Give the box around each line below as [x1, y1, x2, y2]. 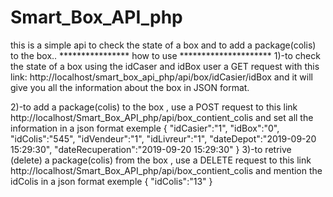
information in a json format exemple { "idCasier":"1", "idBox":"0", [10, 122, 280, 134]
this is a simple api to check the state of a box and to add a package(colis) [10, 39, 317, 51]
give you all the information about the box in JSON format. [10, 81, 250, 93]
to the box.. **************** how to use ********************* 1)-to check [10, 49, 321, 61]
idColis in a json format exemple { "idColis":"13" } [10, 175, 213, 187]
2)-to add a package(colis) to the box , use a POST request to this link [10, 101, 298, 113]
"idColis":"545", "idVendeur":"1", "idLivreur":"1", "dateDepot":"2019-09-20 [10, 132, 317, 145]
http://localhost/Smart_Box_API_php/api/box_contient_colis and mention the [10, 164, 323, 176]
